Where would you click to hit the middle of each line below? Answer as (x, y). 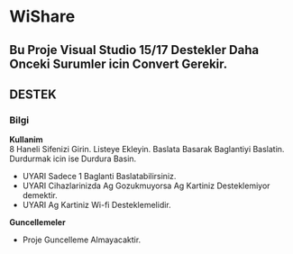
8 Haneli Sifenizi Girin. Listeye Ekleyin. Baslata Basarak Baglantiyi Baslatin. (147, 150)
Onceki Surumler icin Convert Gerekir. (119, 63)
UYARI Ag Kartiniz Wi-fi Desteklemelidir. (96, 205)
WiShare (42, 17)
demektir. (40, 195)
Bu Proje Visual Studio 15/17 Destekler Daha (134, 50)
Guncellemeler (37, 222)
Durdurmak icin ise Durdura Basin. (73, 159)
